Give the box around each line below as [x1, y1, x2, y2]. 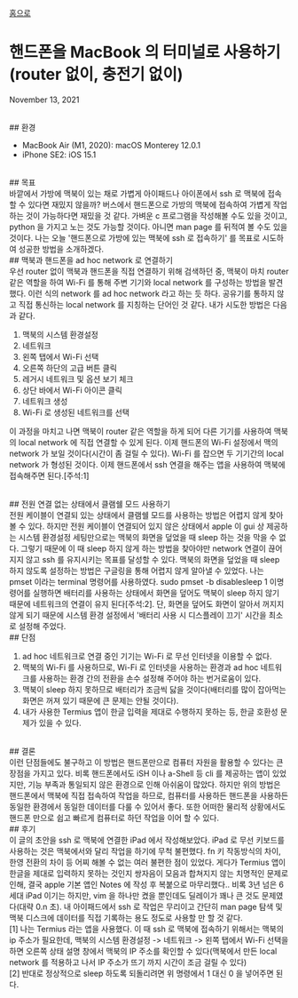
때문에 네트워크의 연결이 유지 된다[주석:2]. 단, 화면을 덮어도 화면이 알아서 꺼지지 [9, 598, 285, 609]
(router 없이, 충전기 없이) [9, 65, 184, 84]
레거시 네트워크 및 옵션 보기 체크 [21, 373, 134, 384]
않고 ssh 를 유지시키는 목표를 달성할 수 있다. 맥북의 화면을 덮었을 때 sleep [25, 554, 280, 564]
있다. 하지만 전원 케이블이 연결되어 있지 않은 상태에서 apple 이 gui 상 [27, 521, 264, 531]
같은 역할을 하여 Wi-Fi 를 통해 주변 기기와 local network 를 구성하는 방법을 [9, 276, 267, 287]
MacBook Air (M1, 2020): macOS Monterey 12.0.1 [21, 140, 201, 150]
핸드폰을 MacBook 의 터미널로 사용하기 [9, 43, 281, 62]
